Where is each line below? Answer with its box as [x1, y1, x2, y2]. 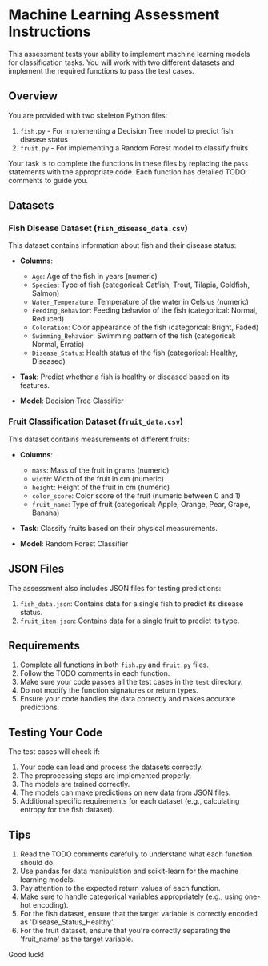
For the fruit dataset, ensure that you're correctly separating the [19, 925, 230, 935]
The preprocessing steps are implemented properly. [19, 771, 192, 780]
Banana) [31, 508, 60, 517]
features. [19, 381, 50, 390]
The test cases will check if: [8, 747, 101, 756]
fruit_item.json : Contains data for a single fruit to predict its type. [19, 616, 240, 625]
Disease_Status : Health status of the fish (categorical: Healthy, [31, 348, 238, 357]
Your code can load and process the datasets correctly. [19, 762, 203, 772]
